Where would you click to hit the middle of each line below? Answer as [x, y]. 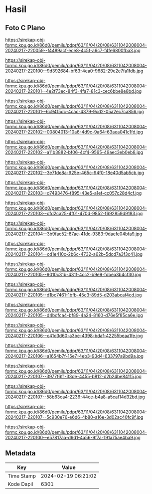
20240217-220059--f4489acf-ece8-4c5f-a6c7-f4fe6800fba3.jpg [73, 50]
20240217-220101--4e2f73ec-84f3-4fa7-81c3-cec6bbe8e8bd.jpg [74, 91]
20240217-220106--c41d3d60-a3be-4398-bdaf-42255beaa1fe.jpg [74, 336]
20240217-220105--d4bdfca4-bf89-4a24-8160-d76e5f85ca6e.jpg [74, 315]
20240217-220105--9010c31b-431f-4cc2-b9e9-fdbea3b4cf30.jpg [74, 275]
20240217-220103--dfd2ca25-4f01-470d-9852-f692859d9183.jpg [74, 213]
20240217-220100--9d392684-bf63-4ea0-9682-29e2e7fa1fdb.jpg [74, 71]
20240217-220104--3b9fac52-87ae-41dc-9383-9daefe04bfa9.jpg [74, 234]
